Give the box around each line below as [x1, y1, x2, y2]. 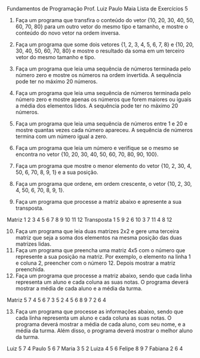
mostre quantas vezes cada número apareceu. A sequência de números [15, 127, 193, 133]
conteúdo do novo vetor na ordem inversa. [15, 29, 121, 36]
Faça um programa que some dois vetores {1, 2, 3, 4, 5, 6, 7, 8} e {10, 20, [15, 41, 194, 48]
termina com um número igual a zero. [15, 133, 108, 140]
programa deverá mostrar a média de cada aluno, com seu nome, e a [15, 321, 186, 328]
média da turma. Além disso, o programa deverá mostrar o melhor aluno [15, 327, 193, 334]
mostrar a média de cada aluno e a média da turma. [15, 285, 143, 292]
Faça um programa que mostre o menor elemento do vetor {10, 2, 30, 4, [15, 163, 192, 169]
